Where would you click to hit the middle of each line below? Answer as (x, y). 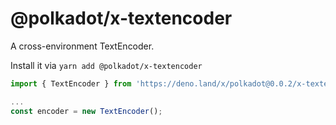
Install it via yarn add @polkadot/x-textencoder (106, 65)
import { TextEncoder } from (71, 83)
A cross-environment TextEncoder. (82, 46)
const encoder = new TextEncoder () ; (86, 111)
